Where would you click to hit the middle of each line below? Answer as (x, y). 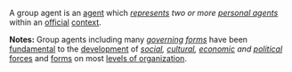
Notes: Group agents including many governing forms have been (128, 40)
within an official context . (56, 22)
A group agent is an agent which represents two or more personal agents (144, 13)
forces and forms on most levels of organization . (98, 58)
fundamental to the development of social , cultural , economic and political (146, 49)
